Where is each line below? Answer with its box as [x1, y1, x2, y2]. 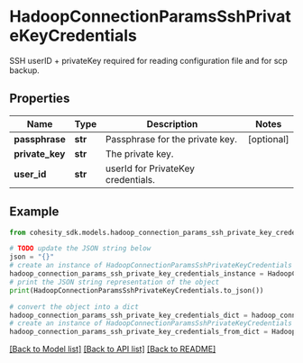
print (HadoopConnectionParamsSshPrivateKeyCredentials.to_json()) [9, 286, 264, 295]
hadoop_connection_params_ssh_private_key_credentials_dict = [9, 311, 248, 320]
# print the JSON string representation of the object [9, 277, 220, 286]
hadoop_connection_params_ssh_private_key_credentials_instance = [9, 269, 264, 278]
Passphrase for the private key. [105, 132, 237, 145]
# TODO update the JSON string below [9, 244, 151, 253]
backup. [9, 65, 41, 76]
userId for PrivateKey [105, 162, 196, 175]
